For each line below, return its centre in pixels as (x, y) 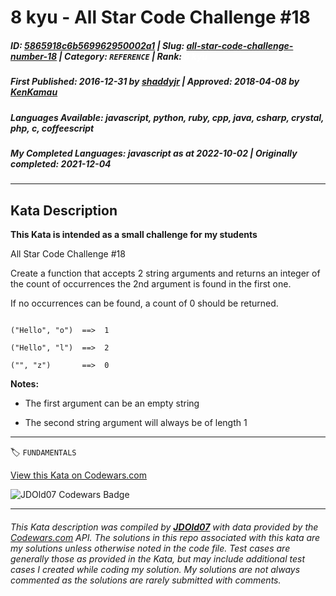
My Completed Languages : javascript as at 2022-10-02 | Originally (154, 153)
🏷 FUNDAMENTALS (43, 452)
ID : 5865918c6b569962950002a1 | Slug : (97, 45)
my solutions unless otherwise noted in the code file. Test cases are (150, 548)
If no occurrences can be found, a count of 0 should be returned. (144, 303)
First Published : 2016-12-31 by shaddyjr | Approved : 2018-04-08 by (155, 82)
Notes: (25, 384)
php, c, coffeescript (52, 128)
